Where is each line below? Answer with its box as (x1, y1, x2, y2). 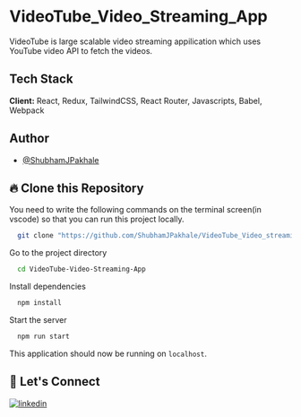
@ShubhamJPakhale (21, 154, 100, 165)
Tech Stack (9, 72, 73, 87)
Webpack (9, 105, 45, 116)
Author (9, 131, 49, 146)
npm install (17, 299, 63, 308)
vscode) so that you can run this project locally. (9, 213, 185, 225)
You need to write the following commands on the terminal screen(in (9, 204, 262, 215)
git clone (17, 231, 54, 240)
